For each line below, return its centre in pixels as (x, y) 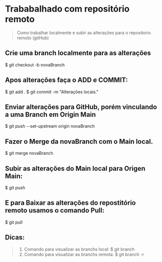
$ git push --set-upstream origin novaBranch (50, 126)
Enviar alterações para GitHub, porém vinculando (81, 107)
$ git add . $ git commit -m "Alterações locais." (52, 92)
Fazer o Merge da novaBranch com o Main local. (79, 141)
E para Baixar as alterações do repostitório (70, 203)
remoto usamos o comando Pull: (55, 210)
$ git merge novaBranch (29, 153)
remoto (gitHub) (33, 38)
